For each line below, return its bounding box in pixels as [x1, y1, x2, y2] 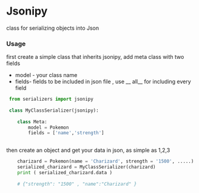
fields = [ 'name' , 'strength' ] [28, 130, 104, 136]
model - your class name [15, 72, 78, 79]
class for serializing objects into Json [6, 24, 99, 32]
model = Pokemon [28, 124, 69, 130]
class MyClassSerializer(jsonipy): [8, 107, 99, 113]
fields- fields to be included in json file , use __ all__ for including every [15, 78, 191, 86]
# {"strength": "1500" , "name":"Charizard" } [17, 181, 137, 187]
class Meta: [17, 118, 47, 125]
